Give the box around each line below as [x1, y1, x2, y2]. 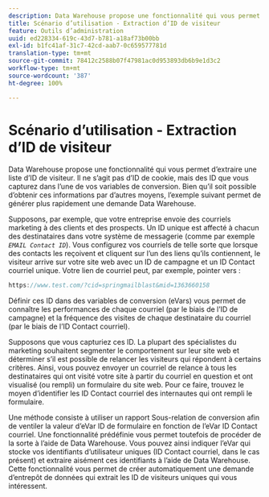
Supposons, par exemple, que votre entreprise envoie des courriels [8, 214, 231, 224]
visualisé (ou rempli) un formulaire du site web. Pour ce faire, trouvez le [8, 380, 245, 390]
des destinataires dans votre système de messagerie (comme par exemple [8, 231, 255, 242]
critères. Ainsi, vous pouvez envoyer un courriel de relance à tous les [8, 363, 237, 373]
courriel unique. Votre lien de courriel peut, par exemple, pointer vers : [8, 266, 241, 275]
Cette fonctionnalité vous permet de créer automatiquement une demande [8, 464, 255, 474]
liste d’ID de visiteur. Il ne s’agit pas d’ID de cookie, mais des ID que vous [8, 173, 249, 183]
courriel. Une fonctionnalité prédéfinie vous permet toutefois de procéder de [8, 430, 262, 440]
